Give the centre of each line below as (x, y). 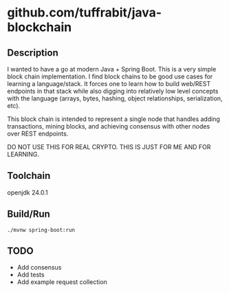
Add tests (31, 275)
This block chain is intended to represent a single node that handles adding (113, 119)
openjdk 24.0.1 (28, 192)
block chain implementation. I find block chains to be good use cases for (110, 76)
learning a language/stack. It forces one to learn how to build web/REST (109, 84)
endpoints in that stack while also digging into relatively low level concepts (113, 91)
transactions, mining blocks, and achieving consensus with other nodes (109, 126)
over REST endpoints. (38, 133)
